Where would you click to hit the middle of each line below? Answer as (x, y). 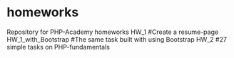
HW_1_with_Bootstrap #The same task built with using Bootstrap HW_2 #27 (117, 39)
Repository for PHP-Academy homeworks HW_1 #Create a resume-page (113, 32)
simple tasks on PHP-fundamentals (58, 47)
